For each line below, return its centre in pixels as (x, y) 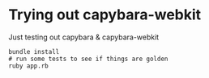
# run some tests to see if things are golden (88, 59)
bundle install (34, 51)
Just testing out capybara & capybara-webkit (84, 37)
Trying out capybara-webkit (105, 15)
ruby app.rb (28, 66)
